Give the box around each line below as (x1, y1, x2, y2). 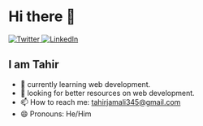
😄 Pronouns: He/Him (19, 109, 92, 119)
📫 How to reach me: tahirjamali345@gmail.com (19, 97, 181, 106)
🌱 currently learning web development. (19, 79, 151, 89)
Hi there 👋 (8, 7, 76, 26)
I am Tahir (8, 58, 59, 72)
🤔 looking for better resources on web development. (19, 88, 195, 98)
